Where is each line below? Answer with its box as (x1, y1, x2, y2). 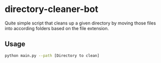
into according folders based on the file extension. (5, 25, 109, 31)
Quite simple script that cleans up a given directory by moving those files (5, 20, 156, 26)
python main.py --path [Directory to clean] (5, 53, 100, 58)
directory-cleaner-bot (5, 3, 99, 15)
